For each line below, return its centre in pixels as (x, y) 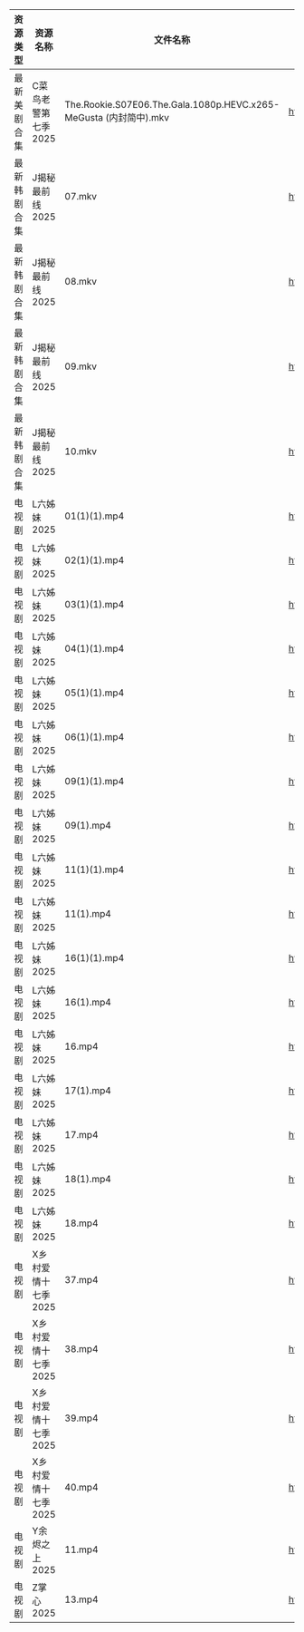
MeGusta (84, 117)
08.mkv (81, 282)
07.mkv (81, 196)
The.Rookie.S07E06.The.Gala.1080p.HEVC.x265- (172, 105)
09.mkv (81, 366)
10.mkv (81, 451)
